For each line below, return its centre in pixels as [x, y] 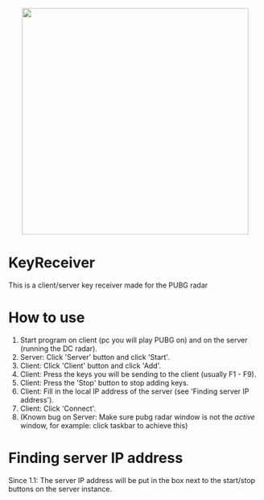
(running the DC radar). [59, 348]
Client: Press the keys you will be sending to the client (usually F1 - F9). [138, 374]
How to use [47, 318]
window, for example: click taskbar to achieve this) [104, 425]
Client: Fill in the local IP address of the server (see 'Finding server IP [134, 391]
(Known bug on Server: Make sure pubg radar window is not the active [137, 417]
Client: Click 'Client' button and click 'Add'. [91, 366]
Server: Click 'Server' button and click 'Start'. [95, 357]
